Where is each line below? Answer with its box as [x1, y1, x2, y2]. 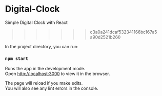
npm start [5, 56, 28, 61]
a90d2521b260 [90, 34, 121, 40]
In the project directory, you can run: [5, 43, 79, 49]
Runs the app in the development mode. [5, 66, 85, 72]
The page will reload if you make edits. [5, 80, 83, 86]
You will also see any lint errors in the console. [5, 85, 99, 91]
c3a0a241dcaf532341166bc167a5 [90, 29, 157, 35]
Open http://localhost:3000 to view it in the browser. [5, 71, 110, 77]
